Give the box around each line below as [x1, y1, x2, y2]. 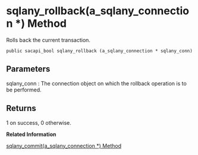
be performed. [6, 86, 42, 93]
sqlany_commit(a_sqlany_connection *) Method [6, 142, 122, 149]
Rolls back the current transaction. [6, 36, 91, 43]
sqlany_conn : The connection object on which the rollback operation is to [6, 80, 187, 87]
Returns [6, 103, 37, 113]
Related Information [6, 131, 56, 138]
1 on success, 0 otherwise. [6, 119, 71, 126]
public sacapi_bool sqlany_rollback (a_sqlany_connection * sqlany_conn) [6, 48, 193, 54]
